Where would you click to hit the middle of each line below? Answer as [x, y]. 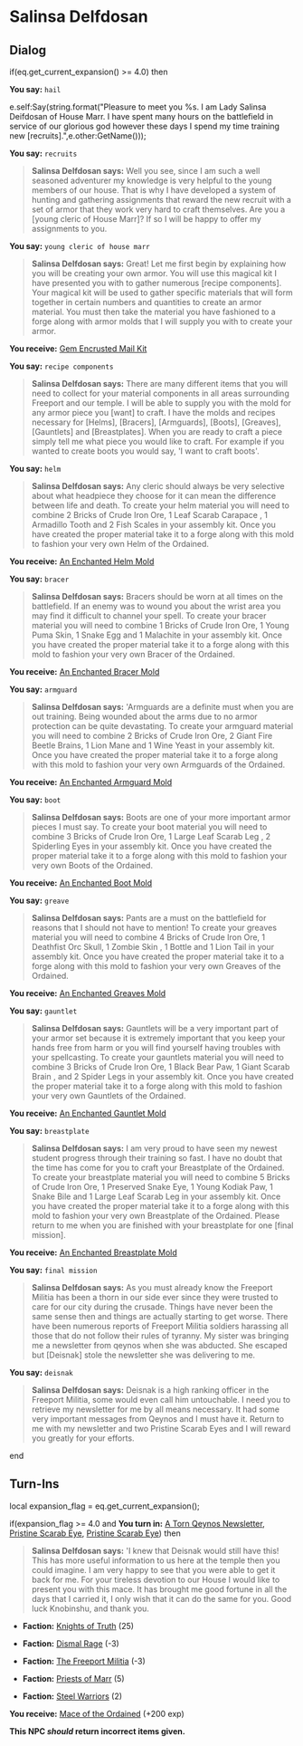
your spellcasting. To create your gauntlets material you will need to [158, 1057]
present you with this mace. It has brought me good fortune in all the [159, 1589]
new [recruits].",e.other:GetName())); [78, 136]
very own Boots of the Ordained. [92, 865]
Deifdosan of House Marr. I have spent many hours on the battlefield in [142, 116]
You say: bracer [39, 579]
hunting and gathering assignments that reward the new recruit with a [161, 200]
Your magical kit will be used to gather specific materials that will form [162, 293]
